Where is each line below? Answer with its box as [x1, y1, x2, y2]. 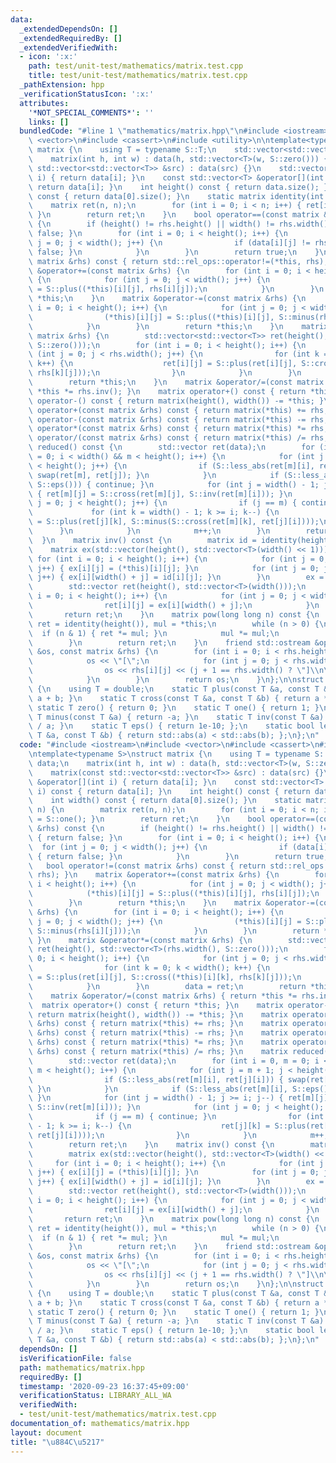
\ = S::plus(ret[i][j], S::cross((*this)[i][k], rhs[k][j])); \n [28, 972, 302, 982]
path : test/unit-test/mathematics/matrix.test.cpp [28, 61, 244, 71]
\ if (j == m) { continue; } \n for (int [28, 1112, 325, 1122]
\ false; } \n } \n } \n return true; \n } [28, 247, 320, 257]
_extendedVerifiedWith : [19, 42, 118, 53]
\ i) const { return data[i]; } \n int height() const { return [28, 786, 311, 796]
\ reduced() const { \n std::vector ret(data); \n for [28, 442, 315, 453]
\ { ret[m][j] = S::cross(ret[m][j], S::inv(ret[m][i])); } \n [28, 489, 293, 499]
